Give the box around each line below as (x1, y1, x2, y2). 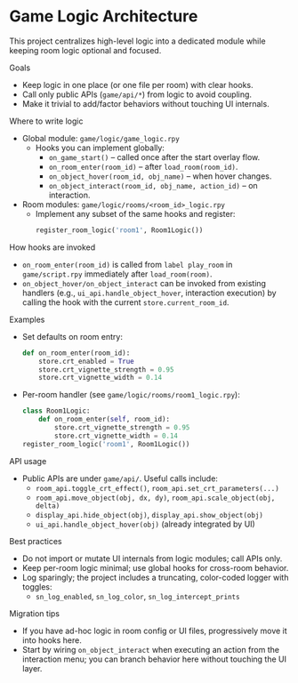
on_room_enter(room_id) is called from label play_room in (21, 259, 233, 269)
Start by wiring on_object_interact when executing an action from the (21, 644, 280, 655)
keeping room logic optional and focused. (9, 44, 162, 55)
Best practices (9, 535, 62, 546)
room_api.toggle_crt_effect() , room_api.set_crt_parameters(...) (35, 482, 280, 493)
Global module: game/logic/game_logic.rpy (21, 133, 180, 143)
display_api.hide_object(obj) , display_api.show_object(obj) (35, 509, 264, 519)
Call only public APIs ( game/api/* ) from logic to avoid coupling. (21, 89, 252, 100)
